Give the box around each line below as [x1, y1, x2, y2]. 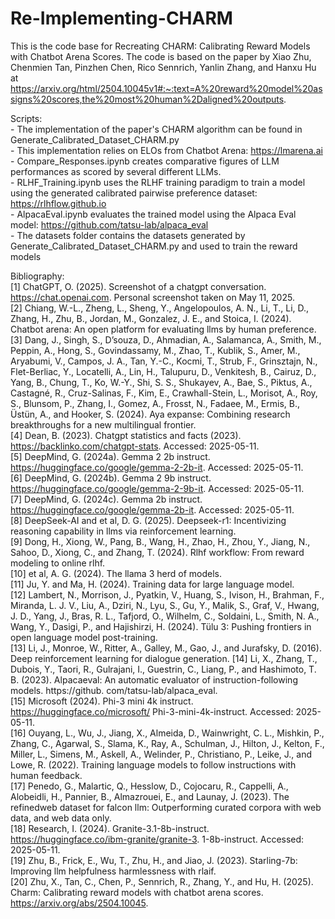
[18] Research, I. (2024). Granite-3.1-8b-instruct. [10, 822, 210, 834]
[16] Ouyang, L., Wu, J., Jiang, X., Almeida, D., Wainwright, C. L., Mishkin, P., [10, 727, 325, 739]
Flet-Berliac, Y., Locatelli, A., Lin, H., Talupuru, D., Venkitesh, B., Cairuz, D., [10, 365, 317, 377]
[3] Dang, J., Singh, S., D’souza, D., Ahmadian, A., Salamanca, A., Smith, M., [10, 333, 322, 346]
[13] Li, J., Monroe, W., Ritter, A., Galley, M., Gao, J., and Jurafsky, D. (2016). [10, 642, 322, 654]
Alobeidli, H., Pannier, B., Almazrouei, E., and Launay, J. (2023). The [10, 790, 290, 802]
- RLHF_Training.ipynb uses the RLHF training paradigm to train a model [10, 176, 306, 188]
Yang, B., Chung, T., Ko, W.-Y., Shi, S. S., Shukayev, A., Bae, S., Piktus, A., [10, 376, 313, 388]
